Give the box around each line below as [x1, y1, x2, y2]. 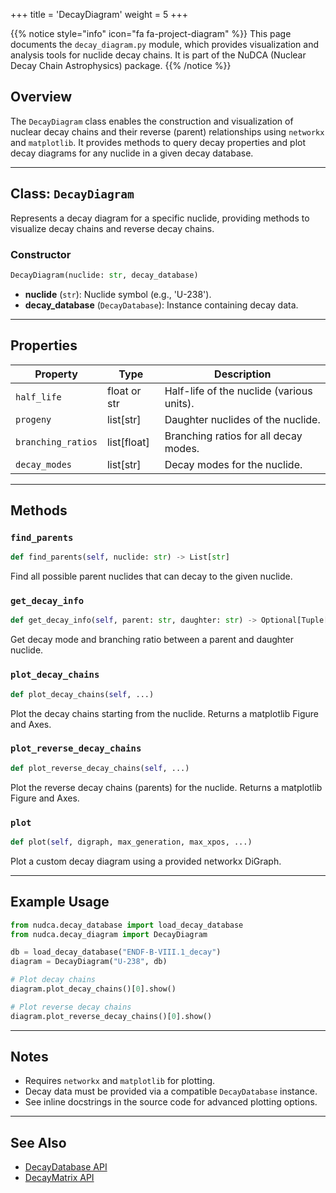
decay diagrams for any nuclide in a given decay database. [10, 147, 254, 159]
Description [214, 367, 272, 381]
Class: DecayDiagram [10, 185, 135, 203]
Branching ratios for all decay [164, 429, 303, 443]
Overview [10, 89, 73, 106]
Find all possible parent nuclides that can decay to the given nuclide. [10, 570, 293, 583]
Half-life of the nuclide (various [164, 384, 313, 398]
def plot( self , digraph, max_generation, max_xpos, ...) [10, 837, 253, 847]
